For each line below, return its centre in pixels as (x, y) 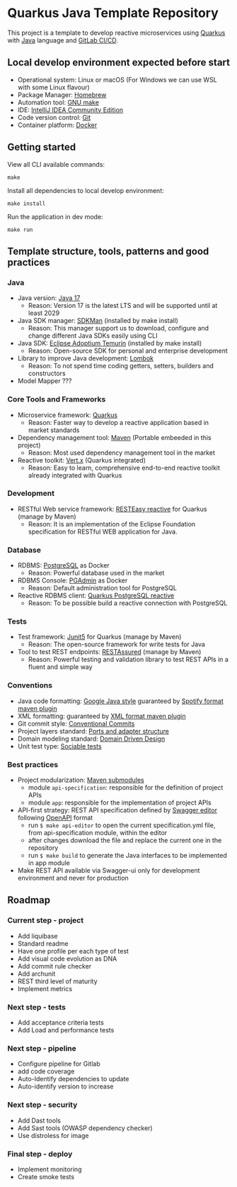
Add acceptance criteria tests (60, 1022)
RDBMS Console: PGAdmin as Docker (73, 580)
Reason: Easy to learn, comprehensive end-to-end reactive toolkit (124, 468)
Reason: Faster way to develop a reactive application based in (118, 422)
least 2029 (44, 313)
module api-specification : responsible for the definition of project (126, 788)
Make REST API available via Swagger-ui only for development (109, 871)
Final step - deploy (40, 1154)
